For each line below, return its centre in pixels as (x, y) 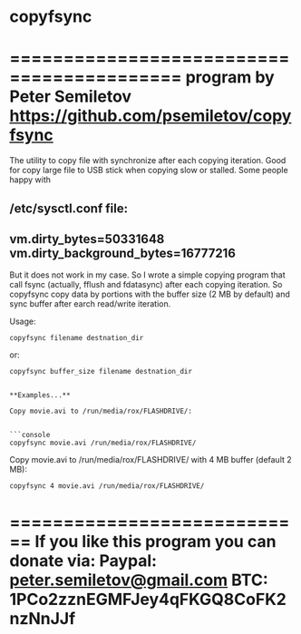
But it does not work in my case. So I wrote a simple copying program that (147, 275)
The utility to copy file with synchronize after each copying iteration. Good (148, 161)
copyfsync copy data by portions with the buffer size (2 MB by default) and (150, 294)
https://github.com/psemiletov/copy (150, 116)
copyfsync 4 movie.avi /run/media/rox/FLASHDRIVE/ (107, 486)
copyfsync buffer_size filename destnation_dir (101, 372)
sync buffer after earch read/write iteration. (90, 304)
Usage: (23, 322)
